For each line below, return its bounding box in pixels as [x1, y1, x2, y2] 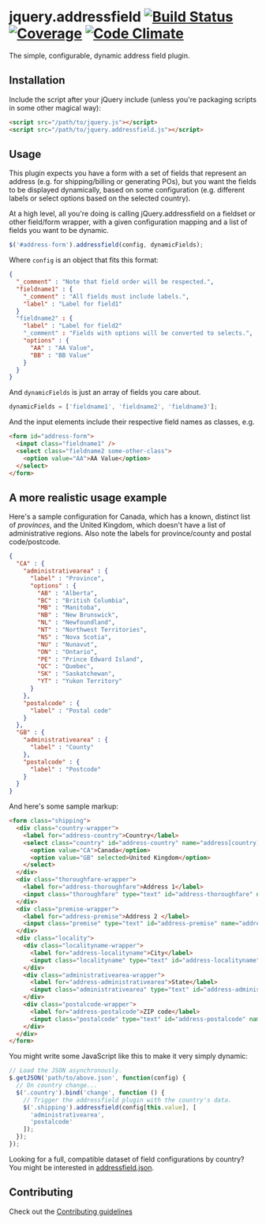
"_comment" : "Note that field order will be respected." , [16, 278, 215, 286]
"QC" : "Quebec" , [37, 663, 94, 670]
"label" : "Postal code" [29, 707, 112, 715]
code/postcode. [9, 537, 62, 546]
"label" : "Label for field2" [23, 322, 123, 330]
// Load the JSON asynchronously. [9, 1067, 123, 1075]
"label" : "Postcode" [29, 765, 102, 773]
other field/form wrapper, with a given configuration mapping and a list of [9, 217, 248, 227]
